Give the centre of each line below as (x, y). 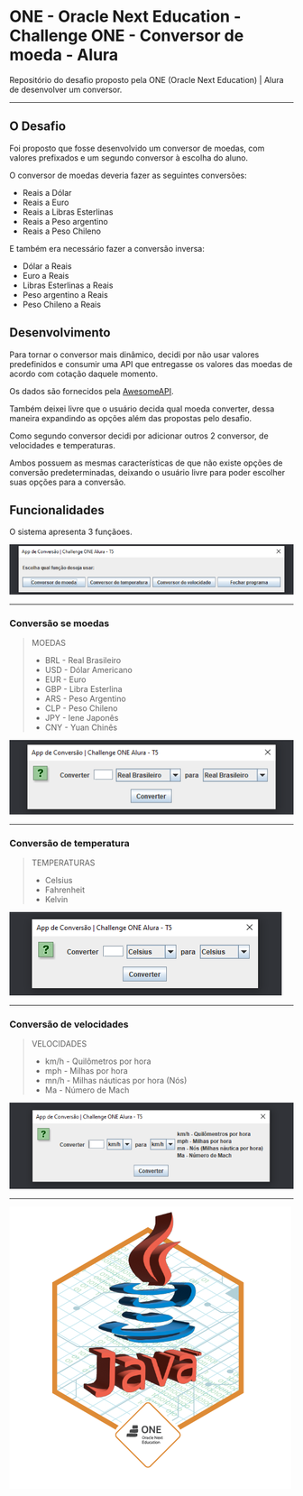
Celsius (59, 881)
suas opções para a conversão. (68, 482)
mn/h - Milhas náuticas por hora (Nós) (116, 1081)
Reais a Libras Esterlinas (68, 212)
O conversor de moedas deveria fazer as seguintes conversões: (128, 175)
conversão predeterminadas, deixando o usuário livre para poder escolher (147, 472)
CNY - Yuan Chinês (81, 727)
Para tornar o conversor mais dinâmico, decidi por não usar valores (134, 355)
